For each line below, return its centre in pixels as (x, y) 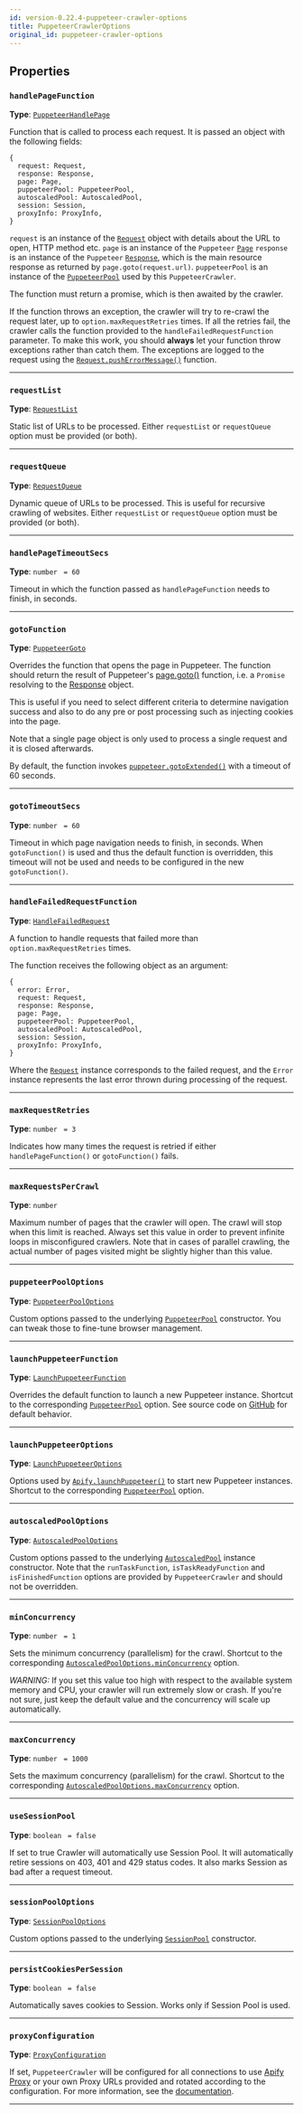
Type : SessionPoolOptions (58, 1921)
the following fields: (46, 142)
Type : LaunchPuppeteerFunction (68, 1378)
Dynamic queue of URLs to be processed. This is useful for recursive (138, 503)
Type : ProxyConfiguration (58, 2054)
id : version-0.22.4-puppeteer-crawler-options (98, 18)
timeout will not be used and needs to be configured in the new (127, 862)
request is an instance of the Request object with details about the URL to (145, 238)
